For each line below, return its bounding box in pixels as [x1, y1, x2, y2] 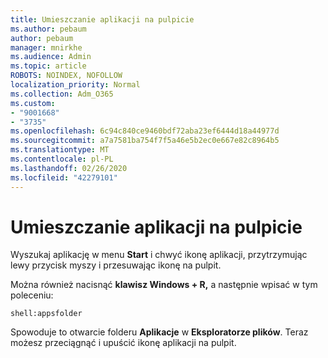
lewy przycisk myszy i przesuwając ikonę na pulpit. [10, 259, 222, 271]
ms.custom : [10, 98, 56, 108]
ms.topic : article [10, 61, 87, 71]
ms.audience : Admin [10, 52, 92, 62]
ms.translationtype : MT [10, 145, 110, 155]
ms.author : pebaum [10, 24, 87, 34]
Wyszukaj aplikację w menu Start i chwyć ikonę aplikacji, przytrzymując [10, 249, 308, 261]
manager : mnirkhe [10, 42, 83, 53]
